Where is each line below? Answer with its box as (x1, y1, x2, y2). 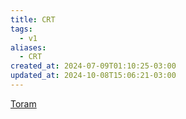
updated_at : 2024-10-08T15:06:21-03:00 (10, 71, 177, 81)
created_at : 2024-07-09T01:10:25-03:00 (10, 61, 177, 71)
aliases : (10, 42, 47, 53)
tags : (10, 24, 33, 34)
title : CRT (10, 14, 56, 25)
